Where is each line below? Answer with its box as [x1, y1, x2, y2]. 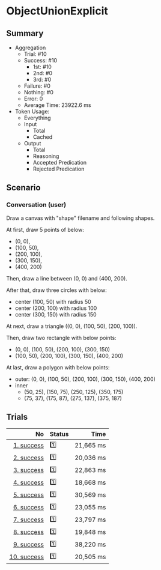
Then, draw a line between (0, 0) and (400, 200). [6, 274, 127, 282]
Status [49, 429, 69, 438]
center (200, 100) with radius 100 [14, 305, 97, 312]
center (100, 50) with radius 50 [14, 298, 91, 305]
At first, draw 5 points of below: [6, 226, 84, 233]
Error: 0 [23, 95, 43, 102]
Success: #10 [23, 57, 58, 64]
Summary [6, 28, 44, 38]
